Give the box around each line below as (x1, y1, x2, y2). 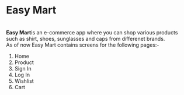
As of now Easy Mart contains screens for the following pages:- (6, 41, 159, 48)
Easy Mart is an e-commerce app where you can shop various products (6, 29, 178, 36)
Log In (14, 71, 30, 78)
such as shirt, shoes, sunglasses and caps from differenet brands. (6, 35, 165, 42)
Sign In (14, 65, 32, 72)
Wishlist (14, 77, 34, 85)
